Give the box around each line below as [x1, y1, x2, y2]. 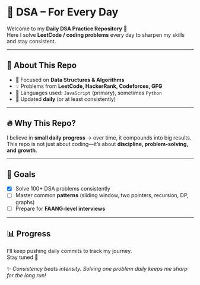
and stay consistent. [7, 37, 56, 45]
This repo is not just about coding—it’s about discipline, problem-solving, [7, 140, 189, 147]
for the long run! [7, 272, 46, 279]
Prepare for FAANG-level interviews [15, 205, 106, 212]
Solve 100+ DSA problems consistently [15, 185, 110, 192]
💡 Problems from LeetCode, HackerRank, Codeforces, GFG [15, 83, 163, 90]
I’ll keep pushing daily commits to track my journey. [7, 248, 132, 255]
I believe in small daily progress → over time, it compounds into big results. [7, 134, 192, 141]
